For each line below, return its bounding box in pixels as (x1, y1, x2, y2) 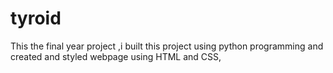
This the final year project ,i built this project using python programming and (10, 40, 324, 52)
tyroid (10, 7, 62, 30)
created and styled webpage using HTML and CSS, (10, 50, 222, 62)
